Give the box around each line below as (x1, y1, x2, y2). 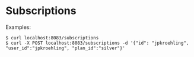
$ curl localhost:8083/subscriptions (5, 35, 99, 41)
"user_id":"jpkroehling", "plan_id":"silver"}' (5, 45, 126, 51)
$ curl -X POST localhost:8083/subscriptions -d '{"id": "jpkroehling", (5, 40, 189, 46)
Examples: (5, 24, 31, 31)
